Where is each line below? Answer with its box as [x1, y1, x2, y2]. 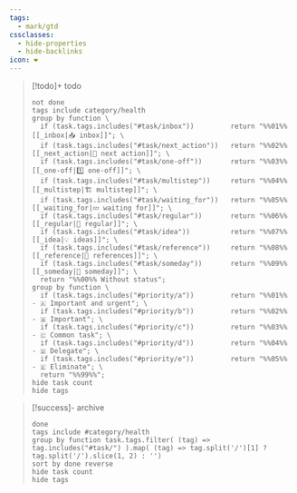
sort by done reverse [31, 459, 113, 468]
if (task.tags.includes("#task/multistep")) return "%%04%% [40, 176, 288, 185]
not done [31, 98, 65, 107]
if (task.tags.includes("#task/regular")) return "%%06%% [40, 212, 288, 221]
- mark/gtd [17, 22, 59, 31]
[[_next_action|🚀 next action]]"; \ [31, 149, 170, 158]
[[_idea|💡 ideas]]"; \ [31, 235, 119, 244]
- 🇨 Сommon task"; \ [31, 330, 111, 340]
